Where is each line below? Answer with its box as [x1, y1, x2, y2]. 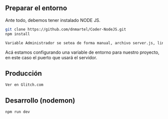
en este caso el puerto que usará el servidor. [5, 55, 97, 61]
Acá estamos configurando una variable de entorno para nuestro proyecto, [5, 49, 159, 55]
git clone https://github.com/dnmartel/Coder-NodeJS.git [5, 27, 126, 32]
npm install [5, 31, 30, 36]
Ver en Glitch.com [5, 82, 43, 88]
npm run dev [5, 109, 30, 114]
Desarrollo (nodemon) [5, 96, 75, 105]
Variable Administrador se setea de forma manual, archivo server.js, [5, 40, 155, 45]
